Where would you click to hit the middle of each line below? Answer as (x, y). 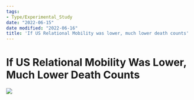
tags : (13, 11)
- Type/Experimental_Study (39, 17)
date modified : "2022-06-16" (42, 28)
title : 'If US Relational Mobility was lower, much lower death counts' (98, 34)
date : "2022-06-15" (30, 22)
